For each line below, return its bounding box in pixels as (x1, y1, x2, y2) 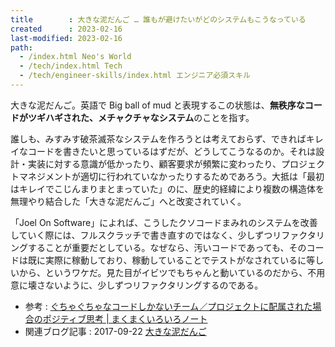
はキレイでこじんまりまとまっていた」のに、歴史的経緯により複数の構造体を (10, 182, 325, 195)
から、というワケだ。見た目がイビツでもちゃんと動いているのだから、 (18, 266, 308, 278)
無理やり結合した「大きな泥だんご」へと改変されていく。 (10, 195, 247, 207)
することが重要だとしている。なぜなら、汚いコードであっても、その (27, 241, 307, 253)
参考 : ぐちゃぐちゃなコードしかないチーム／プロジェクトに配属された (24, 300, 313, 312)
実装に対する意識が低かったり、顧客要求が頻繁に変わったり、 (27, 157, 282, 170)
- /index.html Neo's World (19, 52, 132, 62)
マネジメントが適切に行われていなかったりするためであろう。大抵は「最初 (18, 170, 325, 182)
